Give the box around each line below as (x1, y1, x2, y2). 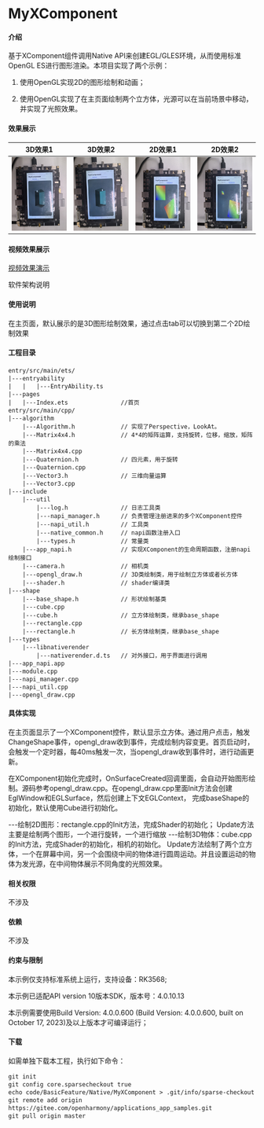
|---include (8, 487, 47, 495)
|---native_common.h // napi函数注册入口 (36, 528, 181, 537)
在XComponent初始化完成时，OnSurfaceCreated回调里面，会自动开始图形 (8, 773, 249, 783)
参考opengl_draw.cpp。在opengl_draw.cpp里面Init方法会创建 (35, 783, 233, 792)
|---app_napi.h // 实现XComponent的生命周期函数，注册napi (22, 546, 251, 553)
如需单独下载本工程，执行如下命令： (8, 1056, 126, 1065)
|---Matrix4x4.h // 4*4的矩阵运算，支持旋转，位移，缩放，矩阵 (22, 431, 253, 439)
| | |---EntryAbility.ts (8, 382, 104, 390)
